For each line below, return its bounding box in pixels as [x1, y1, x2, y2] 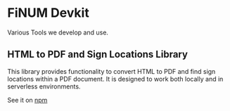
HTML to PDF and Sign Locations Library [7, 48, 189, 60]
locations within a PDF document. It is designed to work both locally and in [7, 74, 224, 83]
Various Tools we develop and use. [7, 28, 109, 37]
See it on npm [7, 96, 48, 104]
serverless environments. [7, 82, 81, 91]
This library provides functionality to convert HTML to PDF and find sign [7, 67, 216, 75]
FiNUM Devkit [7, 5, 89, 21]
